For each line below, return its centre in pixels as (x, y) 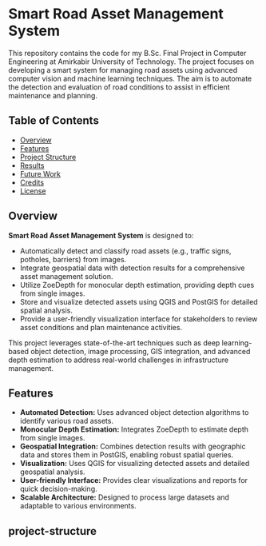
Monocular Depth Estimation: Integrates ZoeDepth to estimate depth (134, 429)
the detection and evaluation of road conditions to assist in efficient (119, 87)
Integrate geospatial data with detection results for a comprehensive (132, 268)
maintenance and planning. (53, 95)
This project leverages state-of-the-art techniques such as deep (114, 343)
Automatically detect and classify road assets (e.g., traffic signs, (125, 251)
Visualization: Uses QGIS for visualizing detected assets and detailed (135, 464)
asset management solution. (66, 276)
